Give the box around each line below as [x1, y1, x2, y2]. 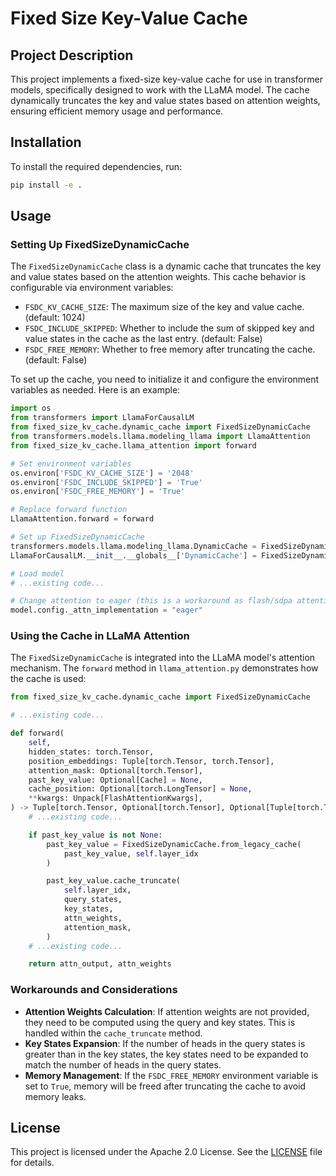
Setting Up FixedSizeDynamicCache [10, 238, 190, 251]
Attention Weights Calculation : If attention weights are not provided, [24, 1005, 310, 1017]
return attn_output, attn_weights [28, 959, 172, 969]
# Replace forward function [10, 505, 128, 515]
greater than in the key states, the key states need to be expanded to [24, 1048, 309, 1060]
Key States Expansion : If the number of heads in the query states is [24, 1037, 306, 1049]
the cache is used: [10, 673, 87, 685]
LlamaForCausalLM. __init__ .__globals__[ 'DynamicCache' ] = [10, 550, 257, 561]
